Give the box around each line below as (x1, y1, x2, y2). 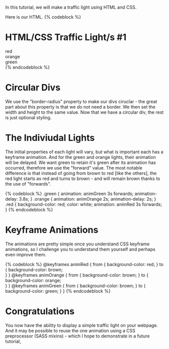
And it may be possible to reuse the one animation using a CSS (5, 327, 136, 333)
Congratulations (5, 305, 74, 317)
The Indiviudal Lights (5, 132, 95, 144)
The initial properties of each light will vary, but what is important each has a (5, 148, 163, 155)
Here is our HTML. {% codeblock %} (5, 14, 81, 20)
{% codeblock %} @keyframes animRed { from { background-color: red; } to (5, 261, 163, 267)
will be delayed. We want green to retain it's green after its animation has (5, 159, 156, 165)
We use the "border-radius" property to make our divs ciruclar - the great (5, 98, 157, 105)
